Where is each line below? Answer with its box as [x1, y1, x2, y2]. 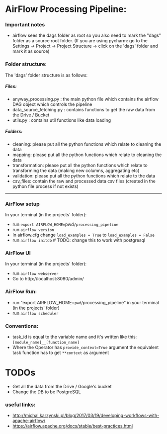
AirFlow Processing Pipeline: [5, 3, 127, 15]
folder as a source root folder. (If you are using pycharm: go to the [12, 38, 148, 44]
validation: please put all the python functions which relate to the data [12, 173, 156, 178]
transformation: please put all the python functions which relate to [12, 162, 148, 168]
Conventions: [5, 322, 39, 329]
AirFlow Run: [5, 288, 37, 295]
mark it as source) [12, 48, 50, 54]
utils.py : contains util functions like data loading [12, 117, 111, 123]
